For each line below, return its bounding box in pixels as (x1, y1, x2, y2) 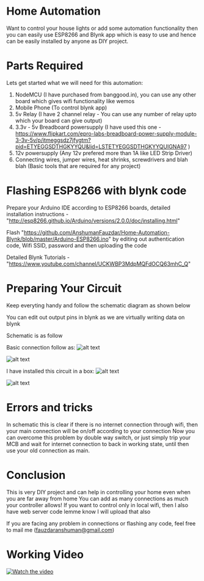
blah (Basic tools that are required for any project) (15, 162, 141, 169)
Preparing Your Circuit (6, 282, 122, 295)
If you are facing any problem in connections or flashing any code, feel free (6, 519, 196, 527)
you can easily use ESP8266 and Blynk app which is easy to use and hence (6, 31, 197, 38)
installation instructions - (6, 210, 69, 217)
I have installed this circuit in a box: (6, 367, 95, 375)
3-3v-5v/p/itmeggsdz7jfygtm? (15, 136, 92, 144)
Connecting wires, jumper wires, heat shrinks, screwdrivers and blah (15, 156, 188, 163)
